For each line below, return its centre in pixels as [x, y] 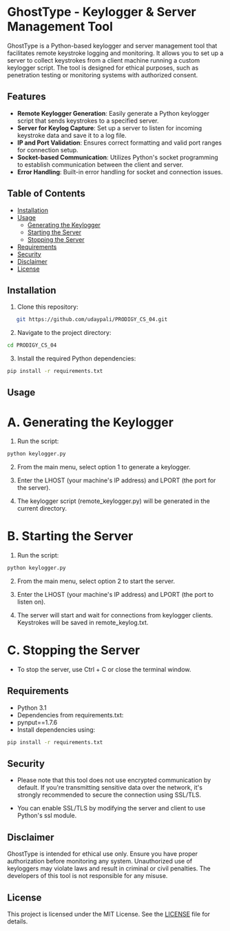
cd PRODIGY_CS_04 [32, 345]
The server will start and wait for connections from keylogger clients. [115, 615]
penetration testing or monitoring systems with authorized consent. [103, 75]
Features [27, 97]
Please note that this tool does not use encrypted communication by [114, 780]
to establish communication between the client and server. [100, 164]
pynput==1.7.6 [37, 722]
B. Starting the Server [70, 536]
